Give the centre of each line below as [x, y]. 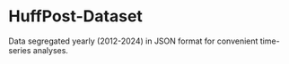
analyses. [51, 50]
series [20, 50]
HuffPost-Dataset [75, 16]
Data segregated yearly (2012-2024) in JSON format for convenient [133, 41]
